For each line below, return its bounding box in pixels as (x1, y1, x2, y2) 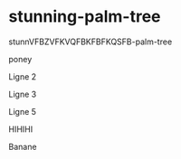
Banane (8, 141, 37, 152)
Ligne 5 (8, 106, 37, 117)
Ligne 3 (8, 89, 37, 99)
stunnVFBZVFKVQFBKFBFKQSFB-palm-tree (8, 36, 173, 47)
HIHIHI (8, 124, 33, 135)
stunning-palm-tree (8, 6, 161, 27)
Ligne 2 (8, 70, 37, 82)
